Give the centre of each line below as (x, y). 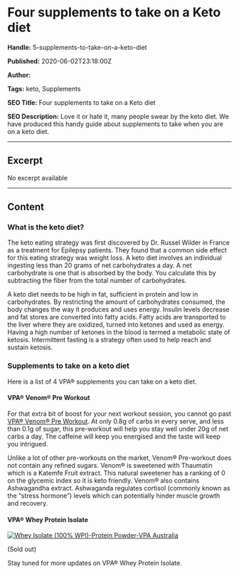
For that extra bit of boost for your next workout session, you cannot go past (119, 414)
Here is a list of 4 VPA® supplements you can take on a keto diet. (102, 381)
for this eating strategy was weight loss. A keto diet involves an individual (115, 258)
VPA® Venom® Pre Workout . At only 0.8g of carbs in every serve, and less (116, 421)
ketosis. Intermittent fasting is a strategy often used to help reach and (109, 340)
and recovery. (28, 503)
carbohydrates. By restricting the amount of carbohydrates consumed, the (116, 302)
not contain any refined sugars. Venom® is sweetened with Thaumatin (110, 465)
